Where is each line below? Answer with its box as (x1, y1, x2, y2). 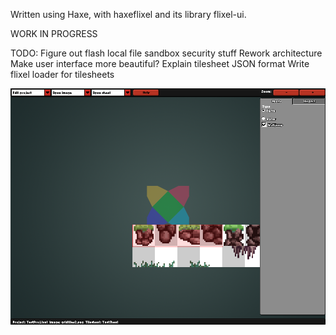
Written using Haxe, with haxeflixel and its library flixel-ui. (10, 9, 247, 20)
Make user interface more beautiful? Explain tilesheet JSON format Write (10, 58, 310, 69)
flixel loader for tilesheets (10, 69, 115, 80)
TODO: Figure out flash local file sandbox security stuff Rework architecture (10, 47, 323, 59)
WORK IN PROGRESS (10, 28, 98, 39)
